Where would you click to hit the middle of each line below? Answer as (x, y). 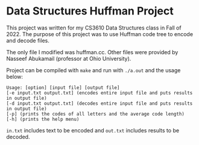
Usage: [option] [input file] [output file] (63, 88)
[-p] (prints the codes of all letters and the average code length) (96, 114)
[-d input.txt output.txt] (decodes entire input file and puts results (99, 103)
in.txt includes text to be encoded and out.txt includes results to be (93, 130)
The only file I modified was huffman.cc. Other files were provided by (92, 52)
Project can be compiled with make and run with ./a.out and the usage (93, 70)
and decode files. (28, 40)
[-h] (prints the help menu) (43, 119)
